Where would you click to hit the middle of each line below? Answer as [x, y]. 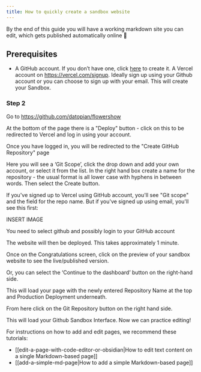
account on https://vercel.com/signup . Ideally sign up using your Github [104, 75]
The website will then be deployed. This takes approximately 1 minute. [93, 242]
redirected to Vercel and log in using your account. [69, 134]
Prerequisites [32, 54]
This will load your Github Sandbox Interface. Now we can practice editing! [99, 320]
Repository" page [28, 152]
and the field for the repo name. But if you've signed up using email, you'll [97, 201]
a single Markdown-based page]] [56, 356]
